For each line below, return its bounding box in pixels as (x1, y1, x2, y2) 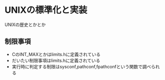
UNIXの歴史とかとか (4, 22, 46, 27)
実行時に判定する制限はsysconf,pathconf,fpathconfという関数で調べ (11, 63, 152, 69)
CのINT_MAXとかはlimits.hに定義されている (11, 51, 101, 57)
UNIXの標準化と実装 (4, 4, 88, 16)
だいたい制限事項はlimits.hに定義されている (11, 57, 100, 63)
